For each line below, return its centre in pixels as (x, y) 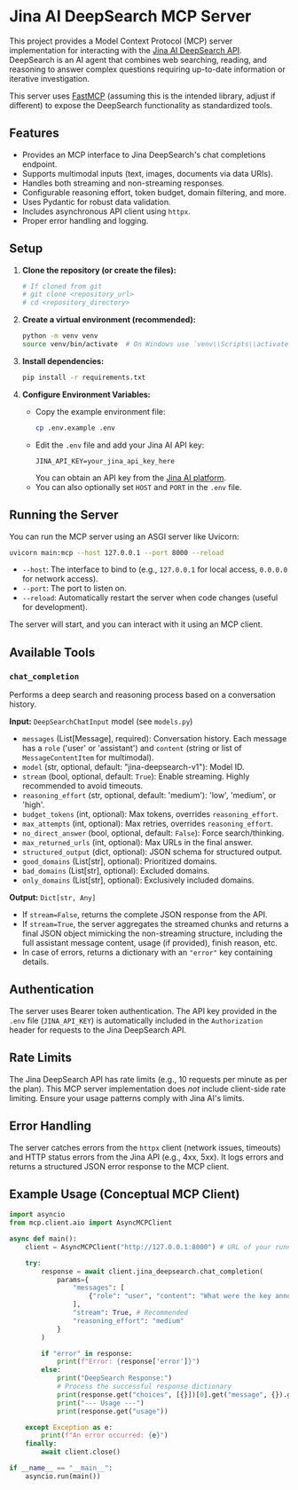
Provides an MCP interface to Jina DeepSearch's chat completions (144, 155)
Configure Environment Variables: (86, 394)
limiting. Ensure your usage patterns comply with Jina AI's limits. (127, 1098)
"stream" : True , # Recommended (130, 1313)
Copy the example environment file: (100, 411)
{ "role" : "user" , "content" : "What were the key (180, 1296)
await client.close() (81, 1452)
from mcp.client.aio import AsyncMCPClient (91, 1223)
